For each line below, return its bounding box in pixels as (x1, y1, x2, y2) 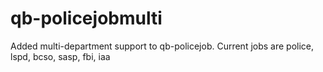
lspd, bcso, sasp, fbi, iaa (10, 50, 111, 62)
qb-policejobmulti (10, 7, 163, 30)
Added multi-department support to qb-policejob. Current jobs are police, (10, 40, 315, 52)
